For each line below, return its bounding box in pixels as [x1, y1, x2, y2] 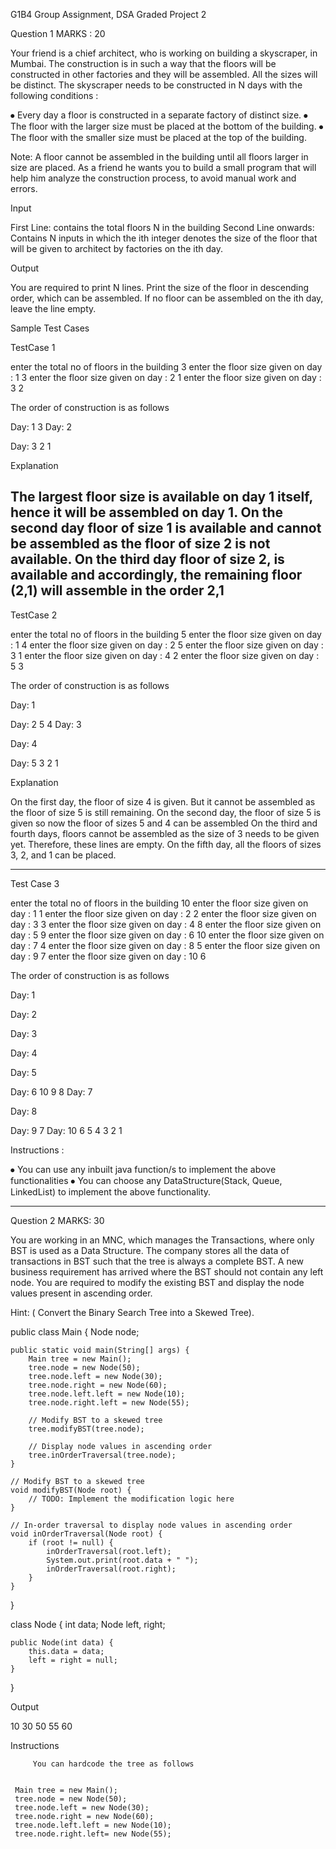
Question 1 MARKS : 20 [10, 28, 106, 39]
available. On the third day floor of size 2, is [10, 551, 285, 568]
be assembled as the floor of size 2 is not [10, 535, 271, 553]
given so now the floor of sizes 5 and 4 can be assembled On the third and [10, 817, 318, 829]
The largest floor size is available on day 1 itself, [10, 489, 313, 506]
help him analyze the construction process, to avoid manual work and [10, 172, 297, 184]
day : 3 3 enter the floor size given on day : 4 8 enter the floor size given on [10, 918, 322, 930]
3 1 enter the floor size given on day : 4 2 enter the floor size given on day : [10, 649, 320, 661]
